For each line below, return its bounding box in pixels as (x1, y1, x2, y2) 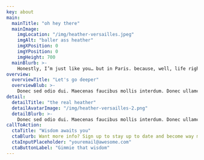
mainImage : (12, 26, 39, 32)
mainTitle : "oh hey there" (12, 20, 80, 26)
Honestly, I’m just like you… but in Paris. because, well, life (17, 65, 186, 72)
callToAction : (6, 122, 42, 128)
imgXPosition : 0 (17, 43, 59, 49)
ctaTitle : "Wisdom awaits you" (12, 128, 91, 134)
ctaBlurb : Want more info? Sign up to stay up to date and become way (12, 133, 194, 140)
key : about (6, 9, 34, 15)
